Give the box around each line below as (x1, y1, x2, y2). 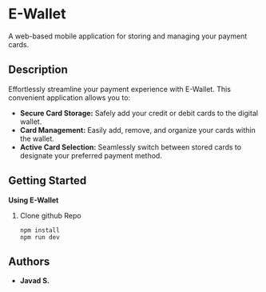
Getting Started (8, 174, 87, 188)
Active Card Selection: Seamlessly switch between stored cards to (19, 142, 242, 152)
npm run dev (19, 233, 60, 241)
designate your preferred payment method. (19, 150, 162, 160)
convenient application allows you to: (8, 93, 130, 102)
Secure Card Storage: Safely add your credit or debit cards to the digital (19, 108, 258, 118)
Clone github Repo (19, 210, 81, 220)
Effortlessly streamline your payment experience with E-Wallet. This (8, 84, 232, 94)
